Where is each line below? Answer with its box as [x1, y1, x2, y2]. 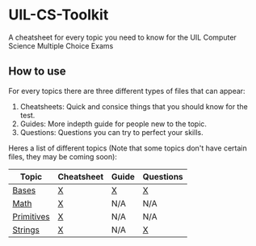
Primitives [12, 210, 50, 222]
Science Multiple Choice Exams [8, 40, 114, 50]
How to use [8, 65, 66, 78]
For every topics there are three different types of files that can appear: [8, 86, 246, 95]
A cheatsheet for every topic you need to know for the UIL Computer [8, 32, 237, 42]
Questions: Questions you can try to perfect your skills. [19, 127, 204, 137]
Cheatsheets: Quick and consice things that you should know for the [19, 101, 248, 111]
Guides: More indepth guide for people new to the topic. [19, 119, 208, 129]
